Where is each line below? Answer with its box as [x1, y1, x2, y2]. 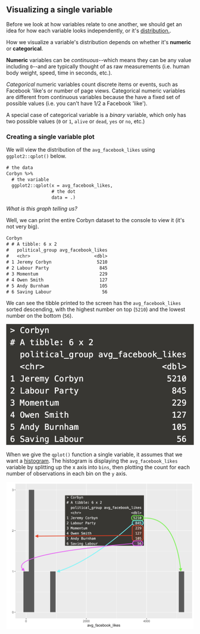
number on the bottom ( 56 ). [6, 312, 73, 319]
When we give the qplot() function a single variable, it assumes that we [6, 451, 183, 458]
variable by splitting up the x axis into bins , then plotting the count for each [6, 464, 190, 471]
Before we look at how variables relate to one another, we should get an [6, 20, 183, 27]
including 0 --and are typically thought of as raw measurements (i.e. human [6, 63, 190, 70]
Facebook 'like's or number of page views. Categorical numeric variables [6, 87, 186, 94]
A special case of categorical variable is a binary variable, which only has [6, 111, 186, 118]
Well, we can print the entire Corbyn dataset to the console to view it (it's [6, 217, 185, 224]
